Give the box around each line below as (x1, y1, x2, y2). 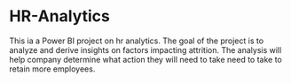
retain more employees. (9, 64, 96, 74)
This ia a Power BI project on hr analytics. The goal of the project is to (9, 35, 264, 46)
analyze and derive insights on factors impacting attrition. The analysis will (9, 44, 282, 55)
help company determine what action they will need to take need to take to (9, 54, 282, 64)
